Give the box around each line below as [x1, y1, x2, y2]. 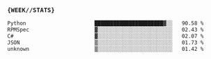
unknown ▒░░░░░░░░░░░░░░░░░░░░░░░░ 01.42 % [7, 45, 204, 52]
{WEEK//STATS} [7, 6, 55, 14]
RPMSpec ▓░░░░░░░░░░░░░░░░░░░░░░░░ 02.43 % [7, 27, 204, 34]
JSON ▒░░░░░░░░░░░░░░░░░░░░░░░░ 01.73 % [7, 39, 204, 46]
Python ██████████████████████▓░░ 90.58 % [7, 20, 204, 27]
